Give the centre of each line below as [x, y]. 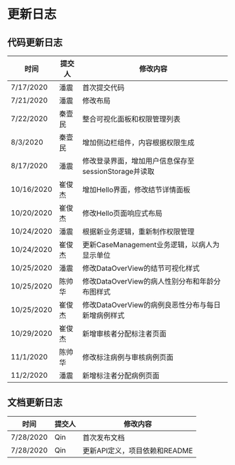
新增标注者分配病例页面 [121, 376]
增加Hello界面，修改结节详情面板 [136, 190]
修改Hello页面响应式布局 [122, 213]
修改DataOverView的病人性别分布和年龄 [148, 281]
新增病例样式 [103, 315]
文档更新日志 [35, 403]
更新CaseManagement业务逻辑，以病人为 [151, 245]
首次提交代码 [103, 88]
